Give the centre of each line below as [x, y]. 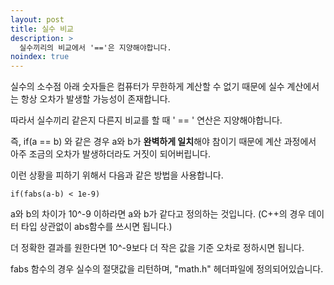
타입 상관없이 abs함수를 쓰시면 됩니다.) [96, 227]
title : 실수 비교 [42, 29]
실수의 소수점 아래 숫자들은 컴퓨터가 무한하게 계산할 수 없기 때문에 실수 [147, 87]
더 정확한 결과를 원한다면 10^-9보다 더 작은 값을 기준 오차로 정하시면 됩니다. [157, 248]
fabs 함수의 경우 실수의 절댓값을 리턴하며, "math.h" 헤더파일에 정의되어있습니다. [167, 269]
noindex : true [40, 57]
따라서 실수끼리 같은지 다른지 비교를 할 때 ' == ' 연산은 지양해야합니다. [146, 120]
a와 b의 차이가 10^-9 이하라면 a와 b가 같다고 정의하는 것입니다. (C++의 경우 [158, 214]
